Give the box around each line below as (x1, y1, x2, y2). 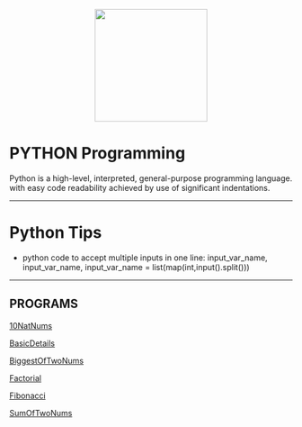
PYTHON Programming (9, 143, 186, 164)
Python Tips (9, 223, 102, 243)
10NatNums (9, 320, 52, 331)
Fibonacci (9, 390, 47, 401)
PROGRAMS (9, 296, 79, 312)
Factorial (9, 372, 42, 383)
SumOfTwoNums (9, 407, 73, 418)
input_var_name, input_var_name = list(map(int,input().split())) (22, 261, 250, 272)
